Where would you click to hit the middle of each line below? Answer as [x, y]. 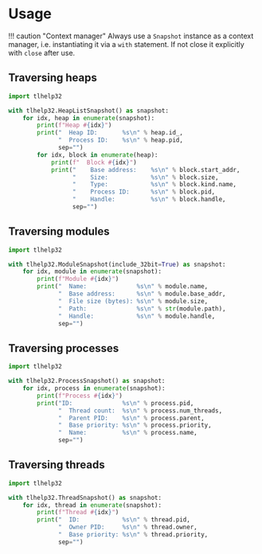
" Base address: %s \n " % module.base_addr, [142, 294]
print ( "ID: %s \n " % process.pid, [115, 403]
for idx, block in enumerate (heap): [98, 155]
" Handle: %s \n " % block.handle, [149, 200]
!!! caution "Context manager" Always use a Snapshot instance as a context [131, 36]
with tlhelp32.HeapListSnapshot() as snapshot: [89, 111]
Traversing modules [59, 232]
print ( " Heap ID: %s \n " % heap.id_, [110, 133]
